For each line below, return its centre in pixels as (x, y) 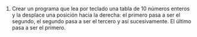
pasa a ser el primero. (39, 27)
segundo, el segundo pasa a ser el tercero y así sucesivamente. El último (101, 21)
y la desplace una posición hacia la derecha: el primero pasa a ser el (96, 15)
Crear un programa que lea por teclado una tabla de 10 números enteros (101, 9)
